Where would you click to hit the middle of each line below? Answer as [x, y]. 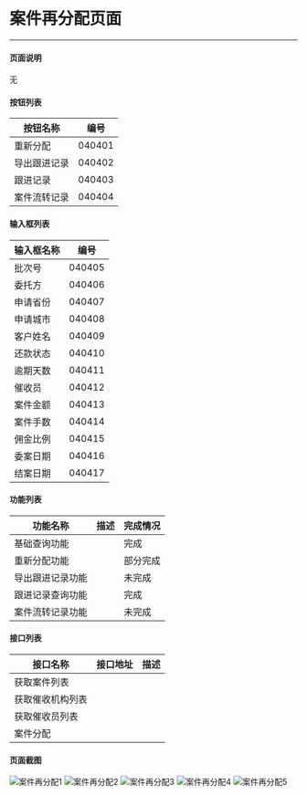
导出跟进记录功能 [51, 578]
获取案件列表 [42, 682]
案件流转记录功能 [51, 612]
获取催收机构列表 [51, 699]
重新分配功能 [42, 560]
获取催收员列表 [47, 716]
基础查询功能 [42, 543]
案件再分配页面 [66, 19]
